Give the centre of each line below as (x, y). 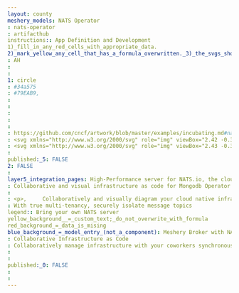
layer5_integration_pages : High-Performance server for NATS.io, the (113, 179)
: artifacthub (28, 34)
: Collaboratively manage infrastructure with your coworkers (101, 245)
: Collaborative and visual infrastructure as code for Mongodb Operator (119, 186)
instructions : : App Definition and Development (79, 41)
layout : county (30, 14)
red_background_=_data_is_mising (57, 225)
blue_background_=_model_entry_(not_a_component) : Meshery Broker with (116, 232)
